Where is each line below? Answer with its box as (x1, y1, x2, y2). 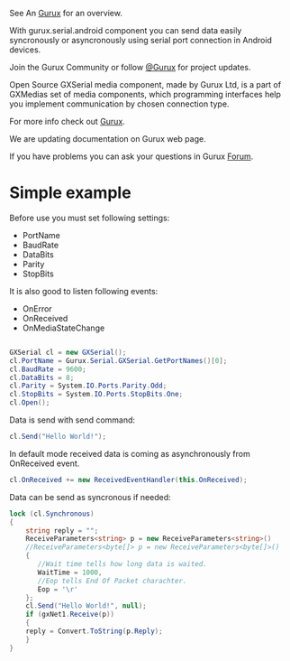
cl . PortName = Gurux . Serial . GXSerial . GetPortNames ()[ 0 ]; (9, 356, 228, 365)
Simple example (9, 182, 132, 203)
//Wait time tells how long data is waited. (37, 560, 207, 569)
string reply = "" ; (25, 526, 99, 535)
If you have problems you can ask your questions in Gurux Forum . (9, 151, 254, 162)
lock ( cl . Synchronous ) (9, 509, 95, 518)
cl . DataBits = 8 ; (9, 373, 75, 382)
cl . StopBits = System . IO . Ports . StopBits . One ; (9, 390, 183, 399)
